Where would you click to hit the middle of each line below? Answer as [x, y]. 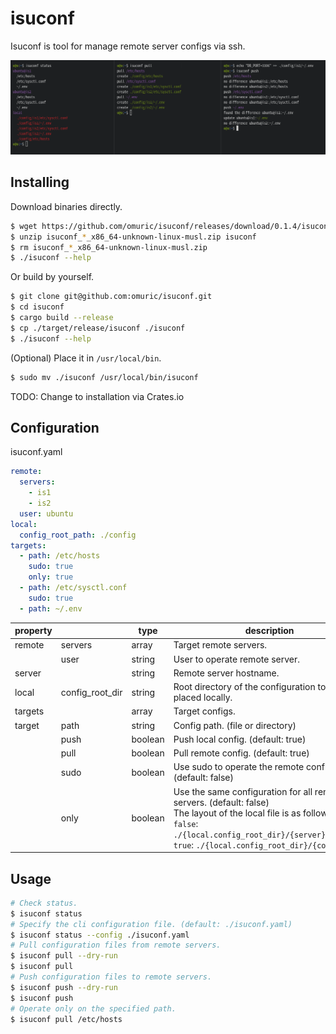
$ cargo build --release [62, 318]
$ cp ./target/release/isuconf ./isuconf [98, 328]
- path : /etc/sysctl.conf [73, 588]
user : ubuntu [46, 513]
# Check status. [44, 903]
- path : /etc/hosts [60, 556]
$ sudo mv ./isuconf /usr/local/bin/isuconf [104, 377]
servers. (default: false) [221, 802]
